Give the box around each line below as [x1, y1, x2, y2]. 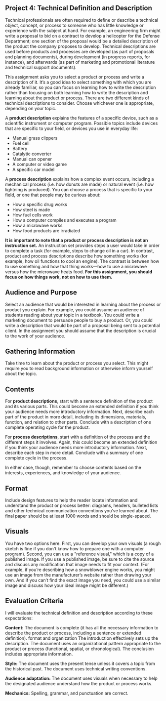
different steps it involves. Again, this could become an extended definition [5, 439, 158, 445]
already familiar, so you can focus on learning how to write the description [5, 84, 156, 90]
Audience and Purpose [5, 289, 78, 297]
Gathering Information [5, 347, 76, 356]
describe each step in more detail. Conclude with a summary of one [5, 450, 143, 456]
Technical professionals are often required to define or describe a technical [5, 17, 159, 23]
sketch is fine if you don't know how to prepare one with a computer [5, 545, 144, 551]
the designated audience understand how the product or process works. [5, 680, 153, 686]
